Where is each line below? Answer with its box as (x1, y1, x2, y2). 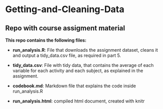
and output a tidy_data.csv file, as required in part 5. (12, 52, 121, 58)
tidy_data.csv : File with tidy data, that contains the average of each (12, 62, 154, 68)
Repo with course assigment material (5, 24, 126, 32)
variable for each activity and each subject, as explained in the (12, 67, 143, 74)
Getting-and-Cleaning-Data (5, 4, 125, 15)
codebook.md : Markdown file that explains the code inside (12, 83, 136, 89)
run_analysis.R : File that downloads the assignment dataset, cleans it (12, 47, 158, 53)
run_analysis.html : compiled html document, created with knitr (12, 98, 145, 104)
